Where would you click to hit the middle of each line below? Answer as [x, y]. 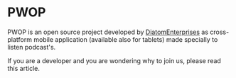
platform [20, 39]
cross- [219, 32]
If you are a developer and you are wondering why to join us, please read [114, 60]
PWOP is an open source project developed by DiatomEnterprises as [108, 32]
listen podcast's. [32, 47]
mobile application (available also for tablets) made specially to [125, 39]
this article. [24, 68]
